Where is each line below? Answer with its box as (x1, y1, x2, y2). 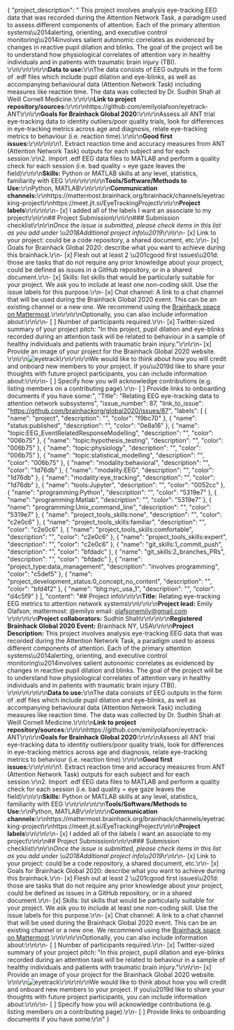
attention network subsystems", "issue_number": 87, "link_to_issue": (7, 399, 204, 407)
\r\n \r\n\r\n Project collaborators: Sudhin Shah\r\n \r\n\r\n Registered (7, 615, 203, 622)
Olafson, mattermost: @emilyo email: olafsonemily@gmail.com (7, 607, 187, 615)
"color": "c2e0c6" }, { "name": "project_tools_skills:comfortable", (7, 525, 193, 534)
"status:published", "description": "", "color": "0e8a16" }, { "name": (7, 422, 200, 429)
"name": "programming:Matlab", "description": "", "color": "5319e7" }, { (7, 496, 212, 503)
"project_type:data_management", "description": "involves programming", (7, 562, 220, 571)
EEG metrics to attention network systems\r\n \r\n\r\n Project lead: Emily (7, 600, 213, 608)
